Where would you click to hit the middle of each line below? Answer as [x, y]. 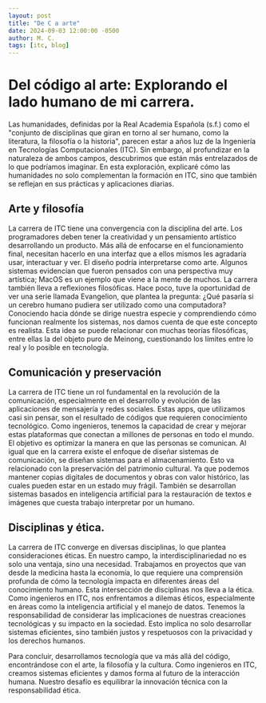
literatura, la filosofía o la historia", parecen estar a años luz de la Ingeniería [132, 142]
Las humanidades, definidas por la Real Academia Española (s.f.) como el [129, 124]
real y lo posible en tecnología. [59, 347]
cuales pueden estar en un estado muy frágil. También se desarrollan [122, 485]
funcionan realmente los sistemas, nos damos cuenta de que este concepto [133, 322]
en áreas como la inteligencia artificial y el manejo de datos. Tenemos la [127, 606]
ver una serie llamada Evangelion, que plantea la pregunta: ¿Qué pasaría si [131, 296]
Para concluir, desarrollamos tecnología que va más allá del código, [119, 656]
